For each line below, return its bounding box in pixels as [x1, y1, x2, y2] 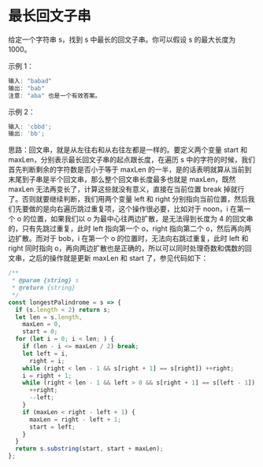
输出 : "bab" [8, 84, 45, 92]
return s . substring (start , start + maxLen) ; [15, 445, 164, 453]
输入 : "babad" [8, 76, 53, 85]
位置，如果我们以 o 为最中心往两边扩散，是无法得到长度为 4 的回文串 [30, 214, 254, 224]
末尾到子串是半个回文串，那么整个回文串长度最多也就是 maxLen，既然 [8, 175, 236, 184]
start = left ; [28, 423, 76, 431]
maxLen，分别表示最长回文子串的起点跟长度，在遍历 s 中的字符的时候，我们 [8, 155, 256, 165]
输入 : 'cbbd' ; [8, 123, 53, 131]
